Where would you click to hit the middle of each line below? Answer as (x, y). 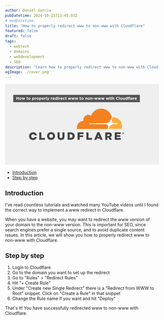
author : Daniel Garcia (28, 10)
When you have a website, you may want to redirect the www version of (78, 219)
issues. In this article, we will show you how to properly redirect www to (77, 235)
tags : (10, 42)
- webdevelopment (27, 57)
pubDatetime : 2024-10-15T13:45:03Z (41, 15)
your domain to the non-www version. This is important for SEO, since (76, 225)
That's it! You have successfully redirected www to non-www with (72, 308)
